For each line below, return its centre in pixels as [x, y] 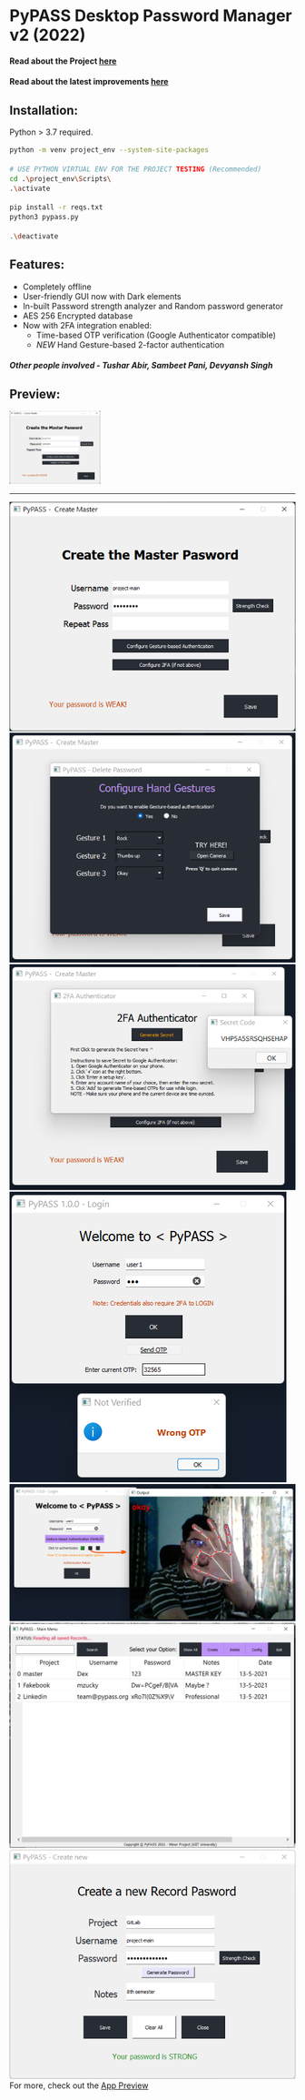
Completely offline [57, 287]
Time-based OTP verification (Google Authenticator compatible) [156, 335]
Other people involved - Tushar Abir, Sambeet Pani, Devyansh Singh [141, 366]
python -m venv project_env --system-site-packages [109, 150]
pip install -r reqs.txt [56, 207]
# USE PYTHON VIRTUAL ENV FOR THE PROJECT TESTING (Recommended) [135, 169]
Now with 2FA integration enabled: [87, 325]
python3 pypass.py [44, 217]
